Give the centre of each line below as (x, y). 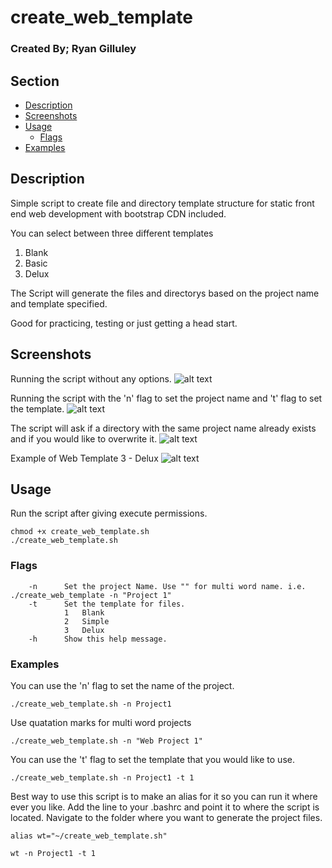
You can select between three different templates (112, 233)
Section (35, 81)
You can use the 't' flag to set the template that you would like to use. (152, 759)
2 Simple (86, 621)
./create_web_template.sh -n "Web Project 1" (106, 741)
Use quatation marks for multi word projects (101, 722)
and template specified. (59, 303)
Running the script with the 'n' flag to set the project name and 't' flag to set (166, 398)
